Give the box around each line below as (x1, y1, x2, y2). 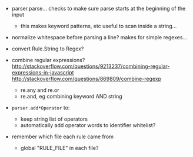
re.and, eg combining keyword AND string (20, 93, 122, 100)
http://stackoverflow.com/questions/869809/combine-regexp (11, 76, 162, 82)
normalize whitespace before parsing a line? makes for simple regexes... (11, 34, 187, 40)
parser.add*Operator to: (11, 104, 70, 111)
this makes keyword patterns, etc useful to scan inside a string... (20, 23, 177, 29)
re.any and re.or (20, 87, 60, 93)
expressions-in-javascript (11, 69, 74, 76)
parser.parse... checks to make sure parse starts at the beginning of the (11, 5, 186, 12)
